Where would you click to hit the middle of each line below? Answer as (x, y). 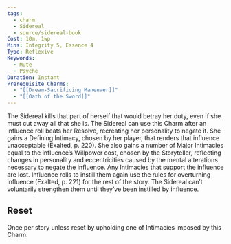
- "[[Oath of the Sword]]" (52, 97)
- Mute (23, 65)
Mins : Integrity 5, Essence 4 (51, 45)
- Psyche (26, 71)
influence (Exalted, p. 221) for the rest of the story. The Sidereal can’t (105, 182)
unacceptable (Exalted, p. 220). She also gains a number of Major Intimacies (115, 145)
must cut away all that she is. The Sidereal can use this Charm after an (107, 123)
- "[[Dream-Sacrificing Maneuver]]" (66, 90)
